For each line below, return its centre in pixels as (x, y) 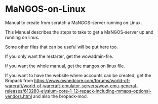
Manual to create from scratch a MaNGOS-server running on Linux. (74, 23)
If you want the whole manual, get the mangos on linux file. (65, 66)
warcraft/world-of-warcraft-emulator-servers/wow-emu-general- (72, 86)
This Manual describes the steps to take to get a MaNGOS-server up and (79, 32)
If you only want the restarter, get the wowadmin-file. (59, 56)
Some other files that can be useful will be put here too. (61, 47)
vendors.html (19, 96)
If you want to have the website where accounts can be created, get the (78, 75)
